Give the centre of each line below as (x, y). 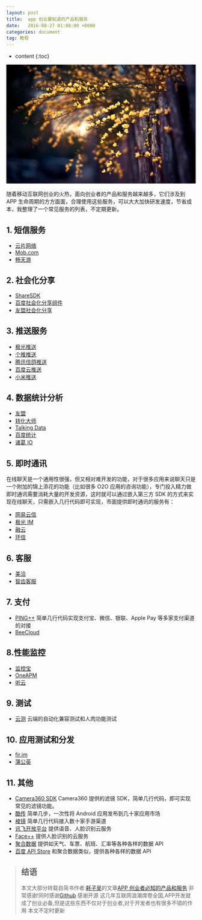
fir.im (21, 754)
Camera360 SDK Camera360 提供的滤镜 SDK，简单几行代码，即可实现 (103, 799)
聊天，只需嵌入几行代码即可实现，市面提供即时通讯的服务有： (98, 502)
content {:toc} (32, 56)
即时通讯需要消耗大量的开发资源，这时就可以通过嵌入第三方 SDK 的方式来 (97, 494)
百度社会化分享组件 (39, 303)
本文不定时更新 (46, 910)
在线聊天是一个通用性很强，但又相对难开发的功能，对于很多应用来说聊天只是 (101, 479)
